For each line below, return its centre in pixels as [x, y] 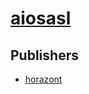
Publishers [44, 55]
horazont [43, 79]
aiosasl [41, 18]
